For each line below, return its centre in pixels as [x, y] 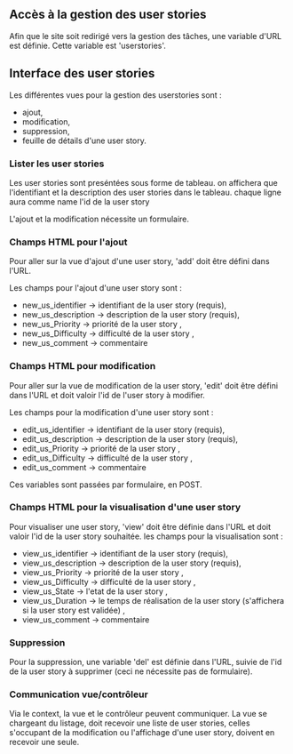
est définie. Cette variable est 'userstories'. [88, 45]
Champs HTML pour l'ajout [68, 242]
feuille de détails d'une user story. [84, 140]
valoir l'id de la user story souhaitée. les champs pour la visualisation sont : [146, 536]
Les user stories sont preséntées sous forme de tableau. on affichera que [143, 182]
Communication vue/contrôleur [79, 694]
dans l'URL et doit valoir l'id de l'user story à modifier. [107, 395]
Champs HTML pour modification [83, 366]
